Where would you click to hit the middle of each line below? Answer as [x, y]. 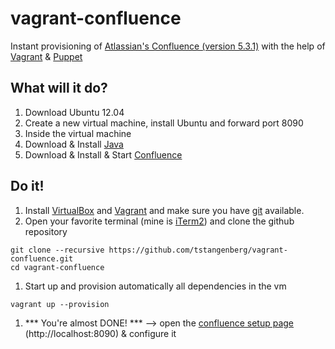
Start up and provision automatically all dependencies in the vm [155, 286]
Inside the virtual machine [78, 133]
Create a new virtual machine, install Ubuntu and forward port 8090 [164, 123]
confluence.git [42, 258]
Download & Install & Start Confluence [103, 154]
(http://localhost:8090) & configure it [100, 333]
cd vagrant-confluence [57, 267]
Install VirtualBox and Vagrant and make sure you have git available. [164, 210]
